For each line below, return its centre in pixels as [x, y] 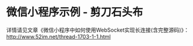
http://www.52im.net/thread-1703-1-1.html [59, 36]
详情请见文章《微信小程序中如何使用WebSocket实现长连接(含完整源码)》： [98, 30]
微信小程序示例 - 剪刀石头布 [75, 12]
